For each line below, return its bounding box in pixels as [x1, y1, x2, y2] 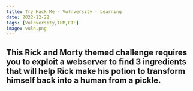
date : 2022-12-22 [6, 14, 50, 20]
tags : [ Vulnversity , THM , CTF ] [6, 20, 79, 26]
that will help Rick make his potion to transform [6, 66, 186, 76]
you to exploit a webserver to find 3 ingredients [6, 57, 187, 67]
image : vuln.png [6, 25, 47, 32]
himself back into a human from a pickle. [6, 75, 161, 85]
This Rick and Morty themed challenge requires [6, 47, 188, 57]
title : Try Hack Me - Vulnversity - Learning [6, 8, 122, 15]
